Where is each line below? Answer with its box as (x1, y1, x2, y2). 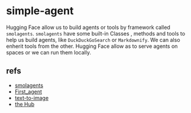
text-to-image (14, 94, 49, 101)
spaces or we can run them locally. (6, 49, 92, 56)
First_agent (14, 88, 43, 95)
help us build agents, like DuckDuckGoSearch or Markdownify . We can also (6, 36, 180, 43)
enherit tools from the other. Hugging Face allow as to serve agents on (6, 43, 178, 50)
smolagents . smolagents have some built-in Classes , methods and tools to (6, 30, 185, 37)
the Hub (14, 101, 35, 108)
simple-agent (6, 4, 74, 18)
